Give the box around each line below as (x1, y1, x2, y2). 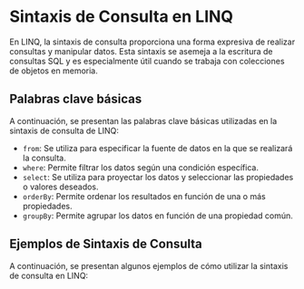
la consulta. (22, 152, 66, 163)
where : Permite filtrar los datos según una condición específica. (22, 161, 259, 173)
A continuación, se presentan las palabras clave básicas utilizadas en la (9, 115, 278, 126)
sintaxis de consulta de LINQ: (9, 125, 120, 136)
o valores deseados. (22, 181, 99, 192)
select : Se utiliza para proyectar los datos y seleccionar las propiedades (22, 171, 294, 182)
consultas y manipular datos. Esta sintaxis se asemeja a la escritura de (9, 45, 273, 56)
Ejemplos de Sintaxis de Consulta (9, 236, 202, 252)
